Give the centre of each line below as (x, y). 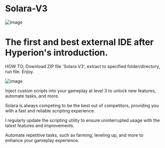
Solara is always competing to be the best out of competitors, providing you (82, 105)
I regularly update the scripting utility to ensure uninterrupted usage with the (82, 120)
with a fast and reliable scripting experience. (50, 111)
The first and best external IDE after (80, 42)
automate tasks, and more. (32, 96)
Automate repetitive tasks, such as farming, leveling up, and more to (74, 135)
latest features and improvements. (40, 125)
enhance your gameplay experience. (42, 140)
